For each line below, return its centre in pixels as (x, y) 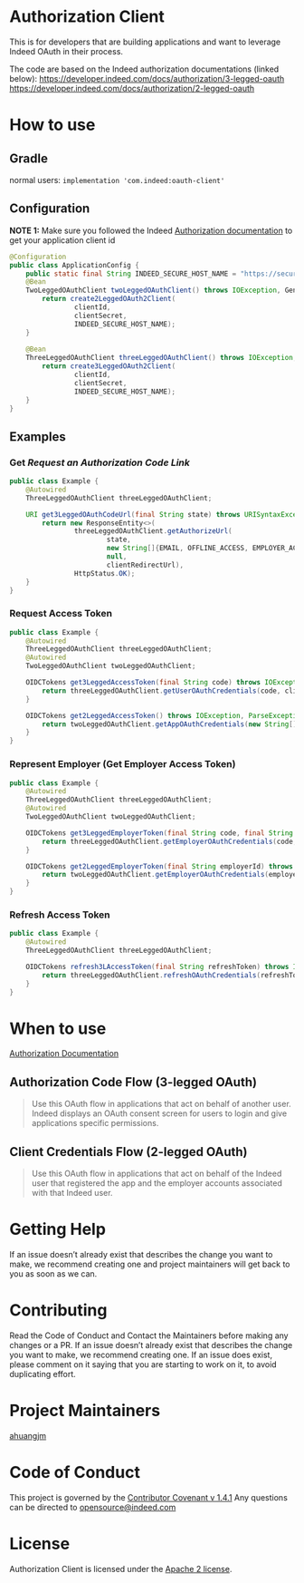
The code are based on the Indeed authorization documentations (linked (144, 69)
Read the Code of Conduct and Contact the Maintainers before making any (149, 1335)
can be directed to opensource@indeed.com (93, 1507)
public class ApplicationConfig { (75, 265)
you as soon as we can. (53, 1273)
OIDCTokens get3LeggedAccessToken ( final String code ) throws (143, 683)
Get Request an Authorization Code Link (100, 462)
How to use (52, 125)
